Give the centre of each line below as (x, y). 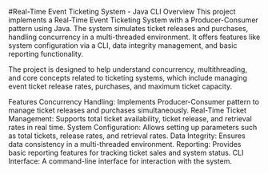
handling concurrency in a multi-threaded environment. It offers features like (134, 37)
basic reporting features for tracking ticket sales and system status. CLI (126, 152)
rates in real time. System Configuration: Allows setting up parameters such (133, 127)
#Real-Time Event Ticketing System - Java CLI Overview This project (122, 12)
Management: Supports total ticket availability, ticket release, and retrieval (130, 119)
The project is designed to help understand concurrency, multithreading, (128, 69)
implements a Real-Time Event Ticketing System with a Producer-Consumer (133, 20)
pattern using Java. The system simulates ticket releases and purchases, (128, 28)
